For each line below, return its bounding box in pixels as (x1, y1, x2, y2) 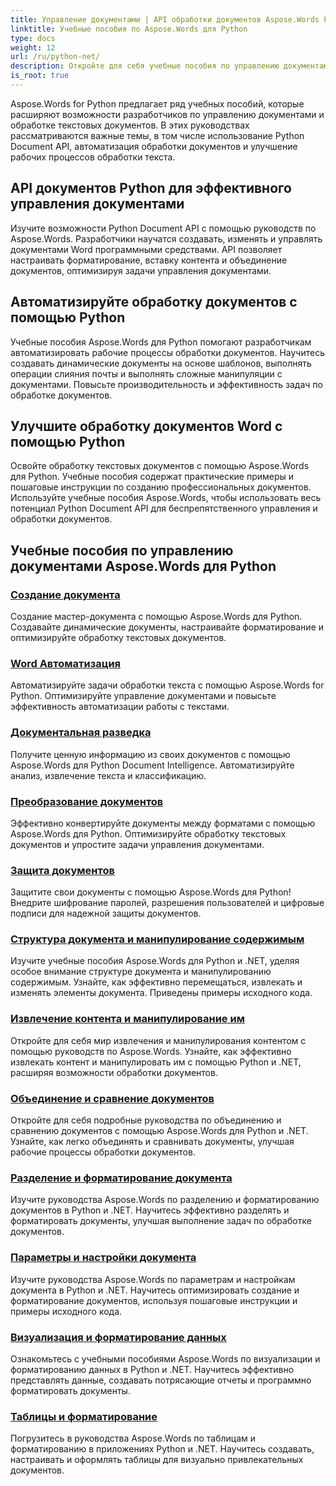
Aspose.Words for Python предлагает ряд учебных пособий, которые (10, 97, 305, 110)
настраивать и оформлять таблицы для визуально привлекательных (10, 1454, 304, 1466)
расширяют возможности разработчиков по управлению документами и (10, 108, 325, 120)
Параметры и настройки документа (10, 1251, 197, 1265)
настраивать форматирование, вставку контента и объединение (10, 254, 288, 266)
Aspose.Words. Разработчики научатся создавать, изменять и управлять (10, 232, 323, 245)
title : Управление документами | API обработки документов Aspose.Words (10, 14, 320, 25)
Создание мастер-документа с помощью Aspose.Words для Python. (10, 611, 303, 622)
